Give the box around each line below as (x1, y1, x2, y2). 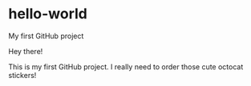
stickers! (8, 70, 37, 80)
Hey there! (8, 46, 43, 56)
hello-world (8, 5, 88, 23)
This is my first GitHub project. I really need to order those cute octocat (8, 61, 244, 72)
